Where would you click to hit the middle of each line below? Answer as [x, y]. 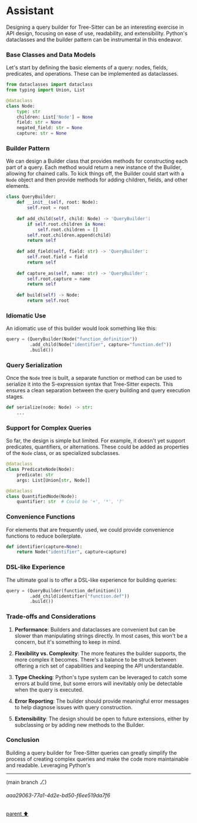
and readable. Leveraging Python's [48, 765]
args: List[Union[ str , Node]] [54, 480]
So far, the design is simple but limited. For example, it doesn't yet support [96, 441]
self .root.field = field [57, 257]
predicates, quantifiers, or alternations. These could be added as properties [98, 447]
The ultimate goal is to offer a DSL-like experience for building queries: [91, 580]
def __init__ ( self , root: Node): [57, 203]
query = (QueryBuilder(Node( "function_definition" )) [72, 339]
